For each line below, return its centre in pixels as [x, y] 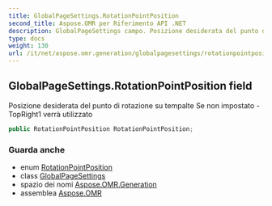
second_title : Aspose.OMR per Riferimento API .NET [97, 23]
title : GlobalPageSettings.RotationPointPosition [94, 16]
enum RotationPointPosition [66, 167]
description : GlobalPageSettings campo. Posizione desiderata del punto [134, 31]
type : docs [27, 38]
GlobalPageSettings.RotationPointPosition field [130, 86]
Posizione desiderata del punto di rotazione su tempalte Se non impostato [132, 105]
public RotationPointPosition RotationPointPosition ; [101, 129]
